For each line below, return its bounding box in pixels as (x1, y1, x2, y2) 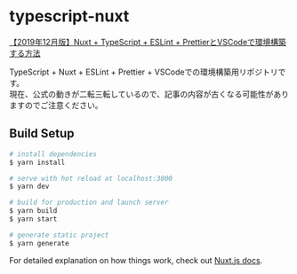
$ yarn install (9, 158, 66, 167)
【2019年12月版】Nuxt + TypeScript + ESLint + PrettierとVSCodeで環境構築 (9, 36, 287, 47)
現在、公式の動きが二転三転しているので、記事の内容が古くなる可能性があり (9, 89, 290, 99)
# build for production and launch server (9, 198, 169, 207)
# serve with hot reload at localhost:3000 (9, 174, 173, 183)
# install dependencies (9, 149, 98, 159)
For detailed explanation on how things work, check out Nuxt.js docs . (9, 254, 263, 265)
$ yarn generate (9, 239, 69, 247)
